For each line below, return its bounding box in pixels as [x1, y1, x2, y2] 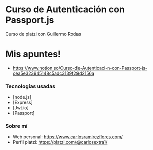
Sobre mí [5, 123, 28, 130]
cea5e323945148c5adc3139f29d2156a [12, 70, 95, 76]
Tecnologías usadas [5, 83, 55, 90]
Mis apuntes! [5, 49, 61, 60]
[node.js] [12, 94, 32, 100]
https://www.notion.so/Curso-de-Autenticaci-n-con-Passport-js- [12, 65, 147, 71]
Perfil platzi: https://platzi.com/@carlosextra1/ [12, 139, 108, 145]
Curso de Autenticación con [5, 4, 125, 15]
